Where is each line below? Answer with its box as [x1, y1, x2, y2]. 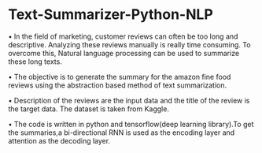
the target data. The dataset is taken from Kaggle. [8, 104, 169, 114]
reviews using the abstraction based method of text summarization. [8, 80, 227, 90]
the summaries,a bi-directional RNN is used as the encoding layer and [8, 128, 235, 137]
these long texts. [8, 57, 63, 66]
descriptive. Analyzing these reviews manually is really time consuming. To [8, 39, 251, 49]
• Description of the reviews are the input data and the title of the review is [8, 95, 250, 105]
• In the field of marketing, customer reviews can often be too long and [8, 32, 238, 41]
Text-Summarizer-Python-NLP [8, 6, 214, 24]
